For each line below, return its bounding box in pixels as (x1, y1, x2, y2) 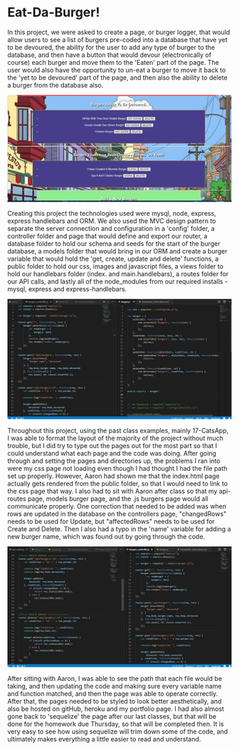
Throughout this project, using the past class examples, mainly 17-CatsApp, (7, 427, 229, 435)
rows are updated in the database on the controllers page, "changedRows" (7, 510, 227, 519)
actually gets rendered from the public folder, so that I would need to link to (7, 479, 228, 488)
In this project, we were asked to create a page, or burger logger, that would (7, 28, 230, 36)
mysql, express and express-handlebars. (7, 285, 127, 293)
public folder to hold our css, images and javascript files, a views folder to (7, 262, 224, 271)
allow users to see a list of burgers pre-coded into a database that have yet (7, 35, 228, 43)
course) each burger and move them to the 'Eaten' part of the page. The (7, 58, 219, 66)
